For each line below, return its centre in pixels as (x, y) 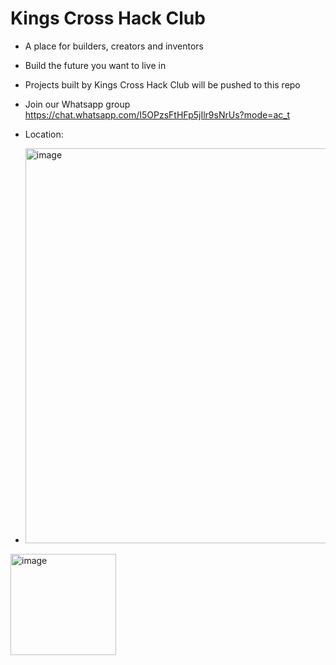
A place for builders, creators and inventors (114, 46)
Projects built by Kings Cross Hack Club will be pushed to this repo (162, 84)
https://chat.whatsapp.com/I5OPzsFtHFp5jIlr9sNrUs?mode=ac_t (157, 114)
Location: (44, 134)
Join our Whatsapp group (77, 104)
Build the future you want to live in (95, 65)
